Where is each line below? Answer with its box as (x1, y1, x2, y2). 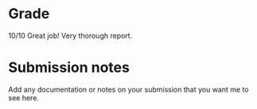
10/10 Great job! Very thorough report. (8, 31, 133, 40)
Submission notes (8, 58, 130, 77)
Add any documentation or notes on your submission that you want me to (8, 85, 249, 94)
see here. (8, 92, 40, 103)
